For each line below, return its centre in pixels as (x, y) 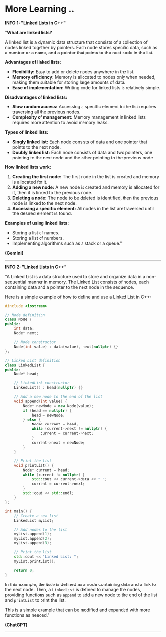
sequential (16, 282)
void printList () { (34, 466)
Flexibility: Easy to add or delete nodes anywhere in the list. (73, 72)
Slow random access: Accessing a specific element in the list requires (84, 106)
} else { (32, 420)
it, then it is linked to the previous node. (52, 192)
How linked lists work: (28, 167)
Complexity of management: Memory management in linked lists (79, 117)
